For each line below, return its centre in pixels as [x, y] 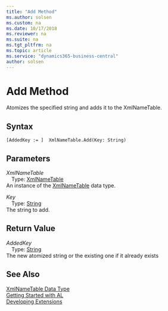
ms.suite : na [22, 39]
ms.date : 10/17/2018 [32, 28]
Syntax [20, 126]
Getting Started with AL [35, 295]
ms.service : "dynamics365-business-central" [62, 56]
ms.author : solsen [29, 17]
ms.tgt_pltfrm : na [29, 45]
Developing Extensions [34, 301]
